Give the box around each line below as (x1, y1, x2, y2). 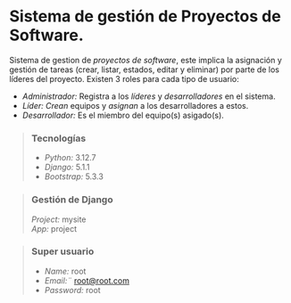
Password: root (44, 284, 101, 295)
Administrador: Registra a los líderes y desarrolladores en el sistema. (21, 91, 276, 102)
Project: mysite (30, 214, 87, 225)
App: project (30, 223, 78, 233)
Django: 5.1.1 (44, 162, 90, 173)
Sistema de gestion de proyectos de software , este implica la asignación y (9, 54, 283, 65)
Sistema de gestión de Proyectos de (9, 6, 281, 27)
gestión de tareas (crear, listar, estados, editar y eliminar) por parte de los (9, 64, 279, 75)
